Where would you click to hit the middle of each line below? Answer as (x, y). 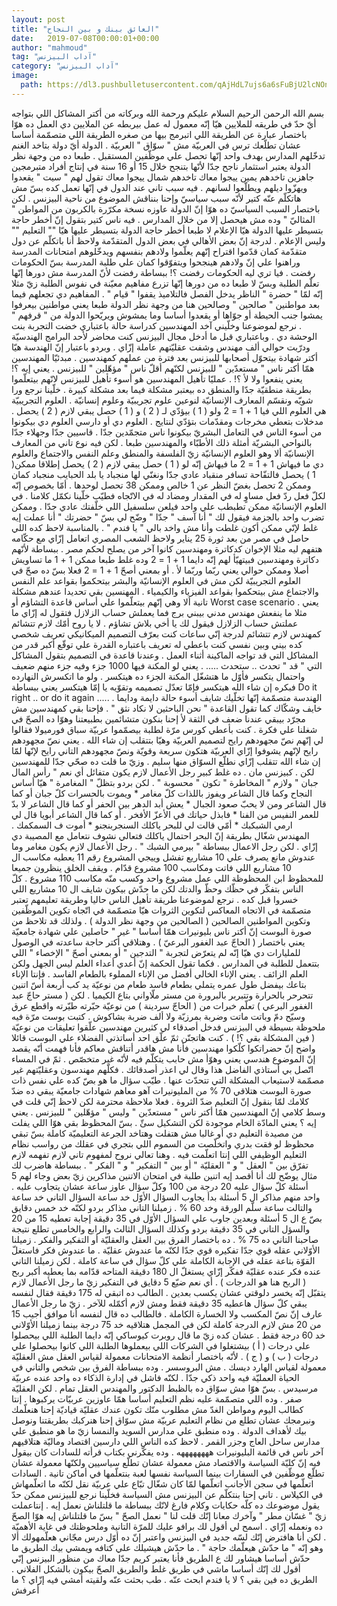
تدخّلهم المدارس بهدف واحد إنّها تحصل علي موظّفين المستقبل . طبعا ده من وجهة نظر (168, 155)
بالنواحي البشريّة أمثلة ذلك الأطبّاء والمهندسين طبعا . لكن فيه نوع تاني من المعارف (162, 442)
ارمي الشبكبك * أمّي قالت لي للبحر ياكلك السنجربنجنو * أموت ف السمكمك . (152, 825)
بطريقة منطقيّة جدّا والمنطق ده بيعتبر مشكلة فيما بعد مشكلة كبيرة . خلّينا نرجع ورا (161, 389)
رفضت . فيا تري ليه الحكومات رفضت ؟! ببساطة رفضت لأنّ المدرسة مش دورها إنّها (163, 272)
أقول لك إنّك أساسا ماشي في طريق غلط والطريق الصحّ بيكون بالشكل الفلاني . (156, 1568)
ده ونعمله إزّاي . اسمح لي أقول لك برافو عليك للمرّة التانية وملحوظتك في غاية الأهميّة (167, 1526)
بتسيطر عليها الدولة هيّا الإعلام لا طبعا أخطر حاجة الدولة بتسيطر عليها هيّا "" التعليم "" (167, 230)
